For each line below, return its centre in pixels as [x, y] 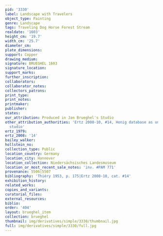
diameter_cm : [18, 46]
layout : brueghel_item [28, 212]
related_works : [20, 185]
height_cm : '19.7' [24, 37]
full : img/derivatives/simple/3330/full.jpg [51, 226]
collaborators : [20, 81]
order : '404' [18, 208]
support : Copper [21, 55]
